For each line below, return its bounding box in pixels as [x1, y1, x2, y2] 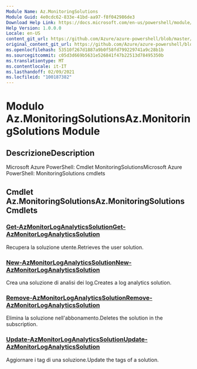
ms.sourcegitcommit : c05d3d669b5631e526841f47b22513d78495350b [6, 52, 164, 58]
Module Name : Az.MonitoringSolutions [6, 8, 98, 15]
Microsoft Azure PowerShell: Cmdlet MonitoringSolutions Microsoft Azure [6, 164, 182, 171]
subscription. [6, 321, 38, 328]
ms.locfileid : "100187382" [6, 74, 72, 80]
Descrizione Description [6, 148, 95, 158]
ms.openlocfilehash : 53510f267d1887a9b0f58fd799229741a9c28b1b [6, 47, 164, 53]
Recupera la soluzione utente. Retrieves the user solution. [6, 244, 144, 251]
